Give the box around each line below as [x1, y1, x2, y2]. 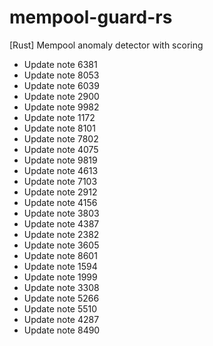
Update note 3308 [23, 281, 100, 293]
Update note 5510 [23, 302, 98, 315]
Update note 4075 [23, 143, 99, 155]
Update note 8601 [23, 249, 98, 261]
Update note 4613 [23, 164, 99, 176]
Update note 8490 [23, 324, 101, 336]
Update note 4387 [23, 217, 100, 230]
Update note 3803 [23, 207, 100, 219]
